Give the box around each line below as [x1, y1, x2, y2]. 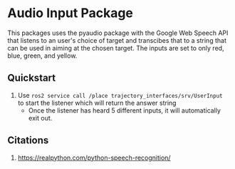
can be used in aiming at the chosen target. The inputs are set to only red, [7, 43, 224, 52]
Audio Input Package [7, 5, 134, 21]
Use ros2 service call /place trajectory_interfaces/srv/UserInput [17, 91, 223, 99]
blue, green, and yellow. [7, 51, 78, 60]
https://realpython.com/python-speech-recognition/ [17, 153, 171, 162]
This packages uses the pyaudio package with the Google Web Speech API [7, 29, 229, 37]
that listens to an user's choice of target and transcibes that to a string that [7, 36, 226, 44]
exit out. [28, 113, 53, 122]
